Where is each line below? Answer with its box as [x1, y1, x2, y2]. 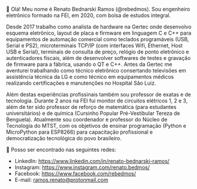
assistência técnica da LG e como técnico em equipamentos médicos [6, 74, 175, 80]
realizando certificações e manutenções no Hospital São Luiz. [6, 79, 156, 87]
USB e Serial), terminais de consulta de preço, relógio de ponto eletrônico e [6, 48, 189, 55]
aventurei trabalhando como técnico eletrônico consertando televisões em [6, 67, 186, 74]
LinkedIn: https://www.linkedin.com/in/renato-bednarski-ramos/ [14, 158, 170, 164]
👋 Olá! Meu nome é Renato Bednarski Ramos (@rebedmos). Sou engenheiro [6, 6, 191, 12]
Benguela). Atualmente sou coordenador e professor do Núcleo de [6, 116, 168, 123]
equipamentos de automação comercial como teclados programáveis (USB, [6, 36, 189, 42]
